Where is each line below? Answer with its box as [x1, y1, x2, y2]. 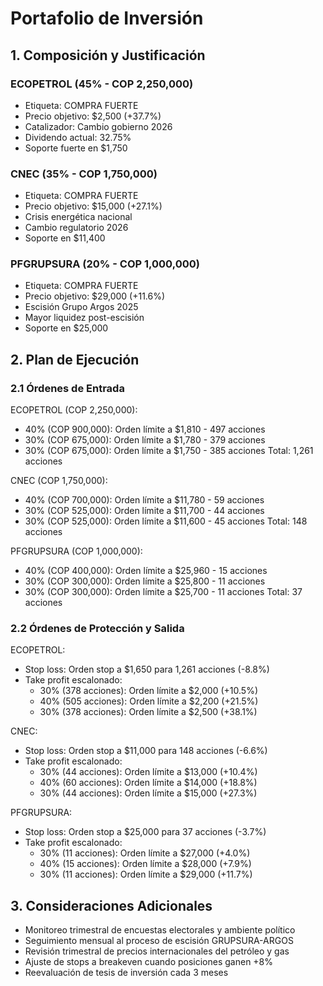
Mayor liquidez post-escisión [24, 312, 145, 324]
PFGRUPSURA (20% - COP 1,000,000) [10, 257, 200, 271]
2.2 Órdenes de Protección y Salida [10, 622, 185, 636]
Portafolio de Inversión [10, 7, 204, 30]
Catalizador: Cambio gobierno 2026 [24, 120, 173, 132]
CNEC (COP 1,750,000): [10, 475, 108, 487]
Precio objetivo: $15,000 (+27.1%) [24, 200, 163, 212]
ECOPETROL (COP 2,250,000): [10, 404, 138, 416]
